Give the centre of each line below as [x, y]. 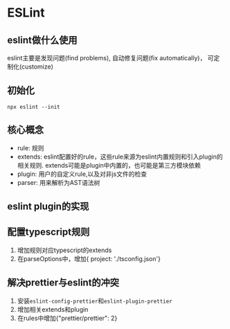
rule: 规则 [30, 148]
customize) [38, 66]
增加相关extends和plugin [53, 309]
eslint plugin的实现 [48, 207]
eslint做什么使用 [42, 40]
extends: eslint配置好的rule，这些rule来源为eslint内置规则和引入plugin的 [120, 157]
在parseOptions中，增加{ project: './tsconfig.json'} [89, 258]
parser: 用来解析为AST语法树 [59, 182]
